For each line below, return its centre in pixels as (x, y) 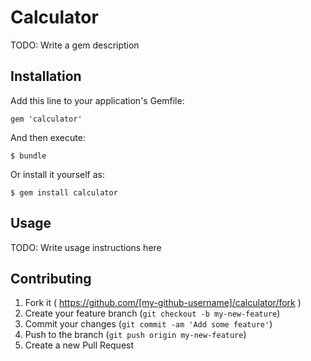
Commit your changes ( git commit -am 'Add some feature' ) (148, 324)
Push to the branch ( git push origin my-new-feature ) (135, 335)
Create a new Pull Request (79, 345)
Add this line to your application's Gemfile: (97, 100)
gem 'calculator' (46, 119)
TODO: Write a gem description (75, 45)
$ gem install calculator (64, 192)
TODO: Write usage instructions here (86, 247)
